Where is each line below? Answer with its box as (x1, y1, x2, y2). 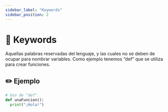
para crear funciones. (5, 61, 51, 67)
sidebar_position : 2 (5, 12, 49, 17)
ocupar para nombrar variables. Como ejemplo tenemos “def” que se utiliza (5, 56, 163, 62)
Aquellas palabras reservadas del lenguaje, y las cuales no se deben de (5, 51, 155, 57)
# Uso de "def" (5, 93, 38, 98)
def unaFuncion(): (5, 97, 44, 103)
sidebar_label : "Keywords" (5, 7, 62, 13)
